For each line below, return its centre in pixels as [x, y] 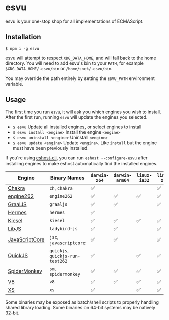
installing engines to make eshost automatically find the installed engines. [81, 163]
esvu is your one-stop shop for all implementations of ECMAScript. [74, 21]
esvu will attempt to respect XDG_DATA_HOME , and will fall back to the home [81, 58]
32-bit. [12, 313]
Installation [23, 37]
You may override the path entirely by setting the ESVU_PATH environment [80, 78]
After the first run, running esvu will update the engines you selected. [76, 117]
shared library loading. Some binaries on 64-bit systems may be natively [80, 307]
